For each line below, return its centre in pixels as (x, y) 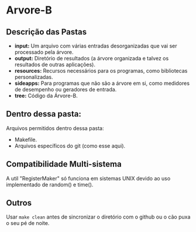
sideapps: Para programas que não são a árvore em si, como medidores (102, 83)
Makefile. (25, 139)
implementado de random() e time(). (50, 185)
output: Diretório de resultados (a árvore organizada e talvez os (92, 58)
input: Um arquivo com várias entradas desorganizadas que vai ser (96, 46)
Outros (19, 203)
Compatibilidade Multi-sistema (64, 164)
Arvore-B (29, 10)
